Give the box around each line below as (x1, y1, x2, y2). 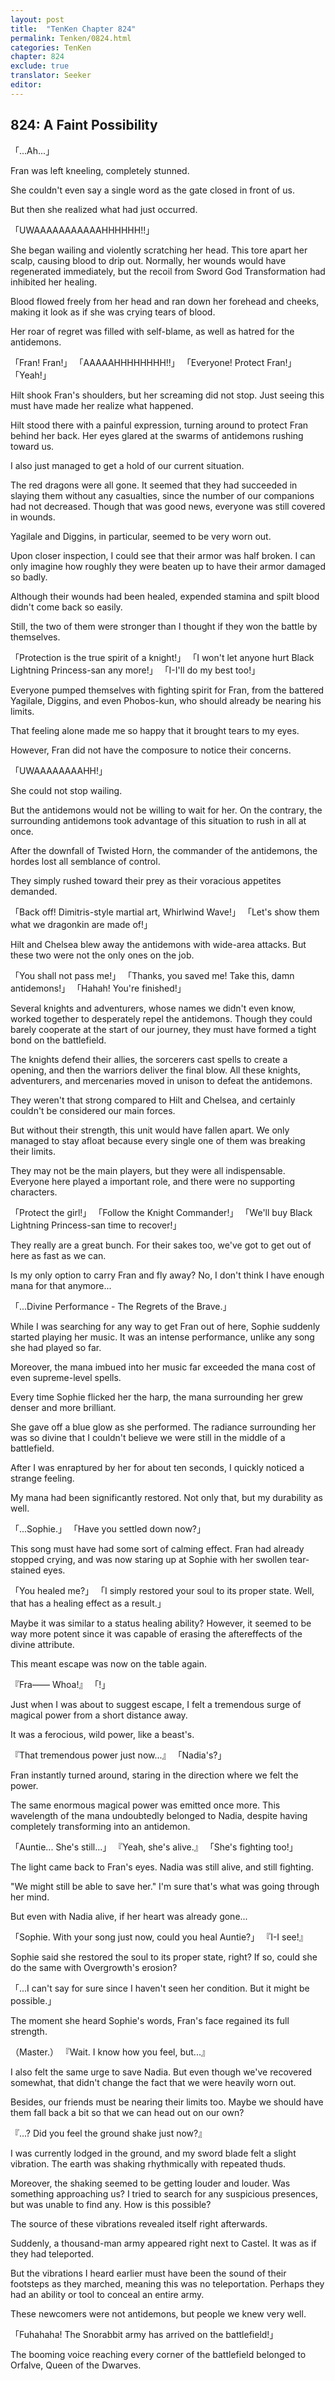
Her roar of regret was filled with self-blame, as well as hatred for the (10, 325, 295, 337)
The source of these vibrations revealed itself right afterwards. (10, 2217, 268, 2230)
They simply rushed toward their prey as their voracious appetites (10, 874, 282, 886)
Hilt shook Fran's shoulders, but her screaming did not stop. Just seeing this (10, 389, 325, 401)
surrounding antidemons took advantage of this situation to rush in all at (10, 814, 307, 826)
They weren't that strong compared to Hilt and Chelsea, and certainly (10, 1094, 296, 1106)
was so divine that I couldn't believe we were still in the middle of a (10, 1431, 286, 1443)
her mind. (10, 1891, 50, 1903)
